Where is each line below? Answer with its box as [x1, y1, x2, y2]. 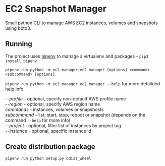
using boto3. [5, 25, 32, 31]
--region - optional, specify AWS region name [5, 101, 100, 107]
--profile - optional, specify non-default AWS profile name [5, 95, 126, 101]
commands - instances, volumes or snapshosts [5, 106, 104, 113]
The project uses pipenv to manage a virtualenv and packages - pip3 [5, 53, 149, 59]
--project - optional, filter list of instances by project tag [5, 122, 121, 129]
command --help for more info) [5, 117, 71, 123]
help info [5, 86, 24, 92]
